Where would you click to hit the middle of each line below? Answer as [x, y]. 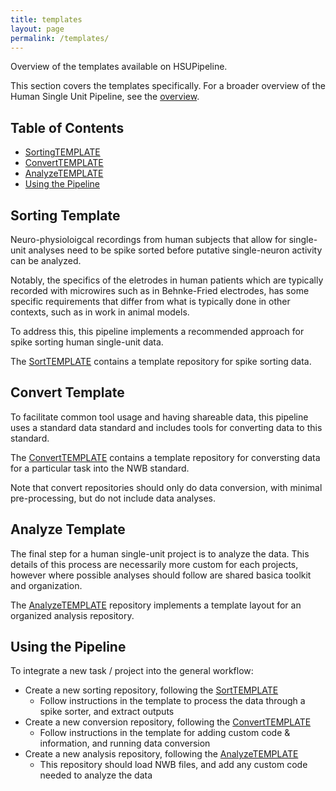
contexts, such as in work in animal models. [100, 312]
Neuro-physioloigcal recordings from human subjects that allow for [148, 239]
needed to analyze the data [96, 775]
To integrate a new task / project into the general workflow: [132, 671]
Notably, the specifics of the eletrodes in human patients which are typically [167, 280]
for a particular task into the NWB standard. [100, 468]
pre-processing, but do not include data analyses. [113, 498]
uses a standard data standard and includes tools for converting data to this [166, 427]
